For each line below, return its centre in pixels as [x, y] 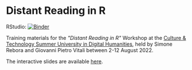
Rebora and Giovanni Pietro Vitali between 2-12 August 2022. [80, 50]
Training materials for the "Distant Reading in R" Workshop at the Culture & [96, 38]
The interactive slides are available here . [55, 61]
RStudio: [16, 27]
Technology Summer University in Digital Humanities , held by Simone [89, 44]
